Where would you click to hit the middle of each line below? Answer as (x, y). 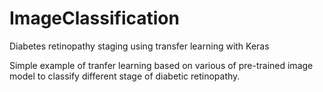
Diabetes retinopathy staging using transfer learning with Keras (139, 46)
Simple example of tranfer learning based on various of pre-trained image (161, 65)
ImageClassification (94, 18)
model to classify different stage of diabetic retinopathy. (125, 76)
